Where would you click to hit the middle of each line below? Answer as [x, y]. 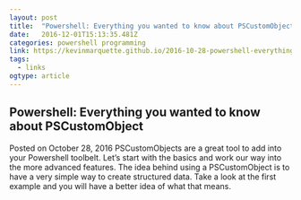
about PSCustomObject [76, 126]
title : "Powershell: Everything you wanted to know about [122, 26]
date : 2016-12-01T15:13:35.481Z [74, 34]
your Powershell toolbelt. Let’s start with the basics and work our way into [146, 157]
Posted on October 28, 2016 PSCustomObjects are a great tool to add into [146, 148]
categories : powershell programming [77, 43]
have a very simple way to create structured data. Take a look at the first [143, 177]
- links [32, 68]
